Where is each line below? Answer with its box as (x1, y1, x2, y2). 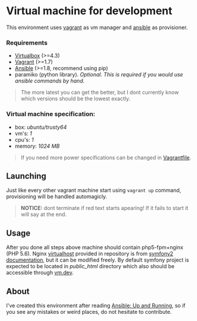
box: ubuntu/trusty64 (14, 123, 67, 131)
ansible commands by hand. (14, 77, 85, 84)
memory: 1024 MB (14, 142, 60, 150)
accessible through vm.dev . (6, 269, 74, 276)
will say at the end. (20, 211, 67, 218)
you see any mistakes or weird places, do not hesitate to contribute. (6, 308, 172, 315)
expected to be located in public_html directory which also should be (6, 263, 175, 270)
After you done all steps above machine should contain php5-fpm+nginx (6, 244, 184, 251)
